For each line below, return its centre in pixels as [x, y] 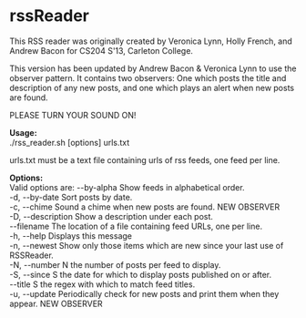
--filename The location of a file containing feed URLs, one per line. [136, 226]
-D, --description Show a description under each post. [112, 216]
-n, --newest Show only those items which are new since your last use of [147, 245]
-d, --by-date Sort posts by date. [71, 197]
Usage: [24, 132]
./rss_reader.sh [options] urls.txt [70, 142]
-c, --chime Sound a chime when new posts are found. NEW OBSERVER [145, 207]
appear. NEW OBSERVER [56, 303]
